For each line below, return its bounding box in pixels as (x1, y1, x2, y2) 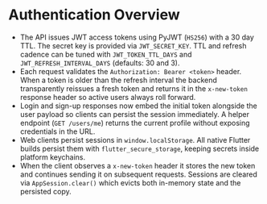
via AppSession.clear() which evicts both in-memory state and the (19, 177, 241, 187)
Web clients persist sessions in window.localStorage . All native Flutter (19, 135, 251, 144)
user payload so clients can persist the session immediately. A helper (19, 109, 249, 119)
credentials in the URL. (19, 127, 96, 136)
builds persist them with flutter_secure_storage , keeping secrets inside (19, 144, 260, 153)
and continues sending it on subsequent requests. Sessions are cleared (19, 169, 257, 179)
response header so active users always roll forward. (19, 92, 196, 102)
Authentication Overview (8, 6, 180, 24)
